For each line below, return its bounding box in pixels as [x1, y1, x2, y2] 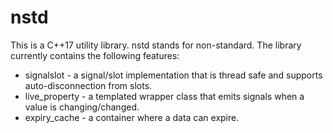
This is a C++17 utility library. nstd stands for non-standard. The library [10, 39, 302, 51]
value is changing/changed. [24, 101, 140, 113]
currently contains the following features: [10, 49, 180, 61]
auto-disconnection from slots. [24, 79, 153, 91]
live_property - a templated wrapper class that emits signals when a [24, 90, 305, 102]
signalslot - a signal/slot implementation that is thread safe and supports [24, 69, 323, 81]
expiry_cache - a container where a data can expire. [24, 111, 240, 123]
